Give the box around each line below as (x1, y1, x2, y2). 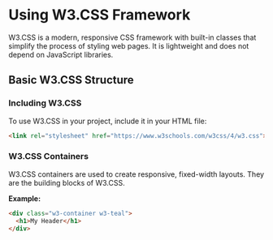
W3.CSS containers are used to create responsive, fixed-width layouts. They (8, 169, 265, 179)
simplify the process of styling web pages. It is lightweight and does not (8, 41, 249, 50)
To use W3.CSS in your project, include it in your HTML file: (8, 116, 207, 126)
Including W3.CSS (8, 97, 82, 109)
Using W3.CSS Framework (8, 6, 191, 24)
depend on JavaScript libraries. (8, 49, 114, 59)
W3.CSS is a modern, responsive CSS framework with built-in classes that (8, 32, 257, 42)
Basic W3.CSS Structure (8, 73, 134, 87)
